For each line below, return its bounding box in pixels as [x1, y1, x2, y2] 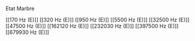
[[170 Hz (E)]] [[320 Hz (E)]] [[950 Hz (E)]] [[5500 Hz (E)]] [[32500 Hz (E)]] [5, 16, 190, 23]
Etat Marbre [5, 5, 35, 12]
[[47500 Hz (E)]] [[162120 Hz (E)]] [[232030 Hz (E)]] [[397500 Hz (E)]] [5, 23, 179, 29]
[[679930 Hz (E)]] [5, 29, 49, 36]
